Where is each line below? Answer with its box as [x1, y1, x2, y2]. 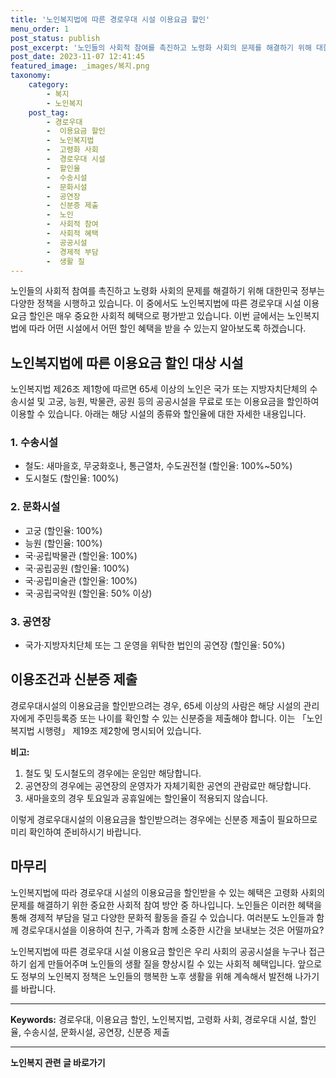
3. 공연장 [10, 614, 52, 628]
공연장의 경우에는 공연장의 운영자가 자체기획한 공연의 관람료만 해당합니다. [24, 779, 312, 791]
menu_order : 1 [10, 24, 70, 34]
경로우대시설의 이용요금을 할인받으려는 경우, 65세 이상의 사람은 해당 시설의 [10, 699, 302, 711]
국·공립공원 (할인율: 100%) [24, 562, 130, 574]
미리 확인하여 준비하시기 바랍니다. [10, 826, 142, 838]
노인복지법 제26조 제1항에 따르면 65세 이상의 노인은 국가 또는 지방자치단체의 [10, 383, 308, 395]
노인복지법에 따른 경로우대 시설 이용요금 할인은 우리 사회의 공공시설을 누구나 [10, 945, 307, 957]
